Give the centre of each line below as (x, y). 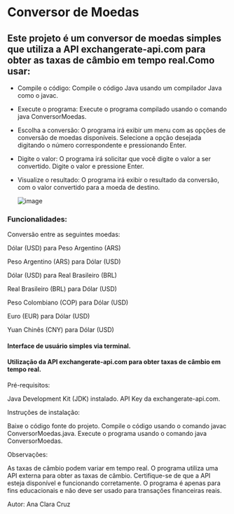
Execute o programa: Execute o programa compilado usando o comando (122, 109)
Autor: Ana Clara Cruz (39, 504)
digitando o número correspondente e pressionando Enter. (102, 145)
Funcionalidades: (37, 219)
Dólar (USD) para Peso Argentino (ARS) (64, 248)
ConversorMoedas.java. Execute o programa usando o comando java (107, 434)
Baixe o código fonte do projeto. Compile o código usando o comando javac (117, 426)
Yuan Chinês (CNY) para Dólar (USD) (61, 330)
